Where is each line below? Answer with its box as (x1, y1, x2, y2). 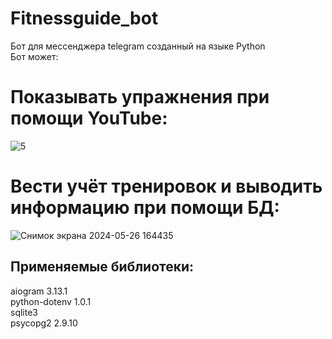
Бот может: (10, 50, 59, 62)
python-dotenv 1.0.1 (10, 295, 92, 307)
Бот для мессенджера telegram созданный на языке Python (10, 40, 266, 52)
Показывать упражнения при (10, 86, 270, 109)
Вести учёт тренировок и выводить (10, 175, 323, 198)
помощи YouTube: (10, 107, 168, 130)
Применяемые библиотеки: (10, 258, 195, 276)
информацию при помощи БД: (10, 197, 280, 219)
